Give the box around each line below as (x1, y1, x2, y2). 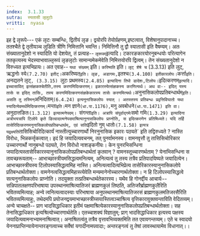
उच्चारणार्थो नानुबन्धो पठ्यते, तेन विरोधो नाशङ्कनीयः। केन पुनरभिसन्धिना (6, 142, 143, 149)
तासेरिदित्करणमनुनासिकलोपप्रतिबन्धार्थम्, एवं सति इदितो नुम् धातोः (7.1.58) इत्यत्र (6, 121, 149, 129)
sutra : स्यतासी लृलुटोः (6, 14, 53, 20)
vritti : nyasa (6, 20, 44, 26)
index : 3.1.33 (6, 8, 44, 15)
